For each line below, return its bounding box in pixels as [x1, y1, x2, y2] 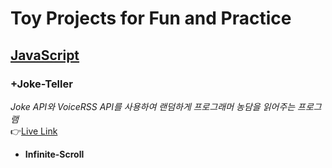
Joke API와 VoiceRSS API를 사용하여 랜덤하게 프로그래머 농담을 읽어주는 [10, 100, 296, 112]
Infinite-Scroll [24, 148, 85, 160]
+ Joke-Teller [10, 77, 73, 91]
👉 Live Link [10, 125, 58, 137]
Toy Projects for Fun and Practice [10, 7, 292, 30]
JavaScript [10, 47, 80, 64]
